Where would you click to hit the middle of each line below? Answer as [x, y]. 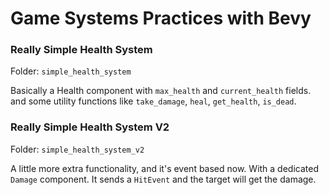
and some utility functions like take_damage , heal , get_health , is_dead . [153, 101]
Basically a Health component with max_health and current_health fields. [161, 91]
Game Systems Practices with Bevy [161, 18]
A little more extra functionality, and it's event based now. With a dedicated [164, 168]
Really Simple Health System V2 [90, 127]
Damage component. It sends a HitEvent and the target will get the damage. [163, 179]
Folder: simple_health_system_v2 [77, 149]
